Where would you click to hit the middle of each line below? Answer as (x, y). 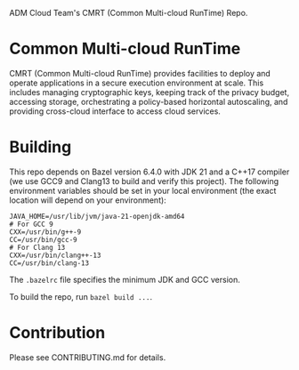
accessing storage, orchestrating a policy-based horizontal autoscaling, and (149, 101)
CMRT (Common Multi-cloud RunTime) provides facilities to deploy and (140, 73)
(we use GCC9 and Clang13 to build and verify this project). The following (144, 181)
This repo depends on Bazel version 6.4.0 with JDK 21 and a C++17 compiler (149, 172)
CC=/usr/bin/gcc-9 (43, 239)
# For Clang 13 (37, 247)
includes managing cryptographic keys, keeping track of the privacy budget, (149, 92)
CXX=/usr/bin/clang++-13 (55, 255)
